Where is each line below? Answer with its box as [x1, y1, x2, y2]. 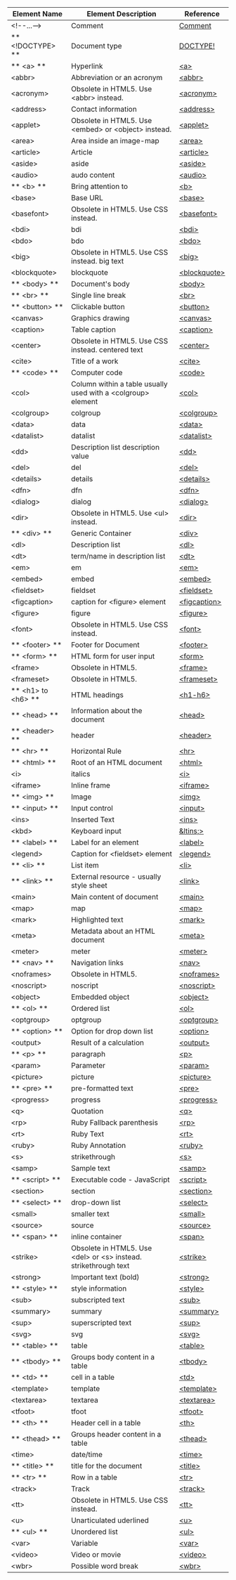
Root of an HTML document [71, 758, 163, 767]
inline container [71, 1232, 122, 1241]
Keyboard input [71, 826, 122, 835]
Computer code [71, 368, 123, 377]
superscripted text [71, 1318, 132, 1327]
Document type [71, 41, 122, 51]
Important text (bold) [71, 1272, 140, 1281]
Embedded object [71, 992, 130, 1002]
